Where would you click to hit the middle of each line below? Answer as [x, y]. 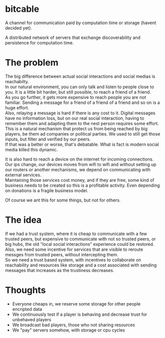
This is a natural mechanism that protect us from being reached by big [76, 129]
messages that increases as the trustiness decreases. [60, 270]
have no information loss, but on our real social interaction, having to [75, 118]
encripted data [27, 309]
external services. [23, 175]
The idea [23, 220]
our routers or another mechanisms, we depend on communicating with [78, 169]
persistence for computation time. [39, 42]
